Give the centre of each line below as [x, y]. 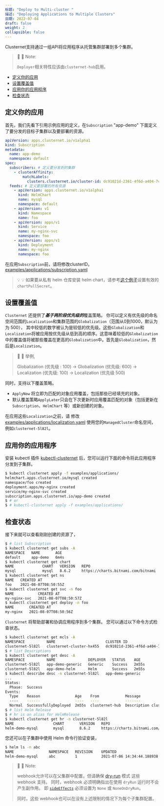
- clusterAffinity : [34, 172]
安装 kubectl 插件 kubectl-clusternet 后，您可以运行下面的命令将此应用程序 [81, 458]
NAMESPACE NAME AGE [34, 553]
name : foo [28, 218]
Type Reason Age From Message [75, 696]
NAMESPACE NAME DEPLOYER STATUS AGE [73, 660]
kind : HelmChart [34, 195]
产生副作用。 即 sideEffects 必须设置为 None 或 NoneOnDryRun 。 [80, 788]
